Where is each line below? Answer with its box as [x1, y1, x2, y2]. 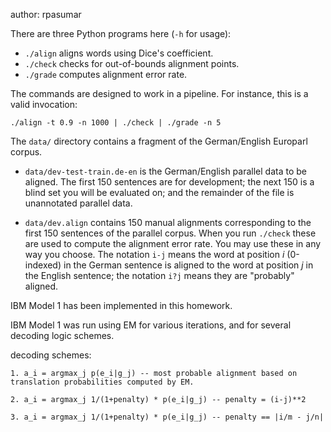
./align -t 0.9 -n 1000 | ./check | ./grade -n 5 [10, 118, 222, 128]
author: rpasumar [10, 9, 82, 20]
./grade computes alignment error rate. [24, 69, 188, 80]
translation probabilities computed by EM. [10, 377, 195, 387]
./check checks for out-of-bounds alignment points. [24, 58, 240, 69]
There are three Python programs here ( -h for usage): [10, 28, 232, 39]
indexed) [24, 259, 62, 271]
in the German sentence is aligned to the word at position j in [63, 259, 314, 271]
